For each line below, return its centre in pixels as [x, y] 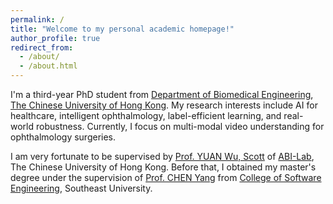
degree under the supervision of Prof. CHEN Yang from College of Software [166, 177]
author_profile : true [55, 38]
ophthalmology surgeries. [63, 137]
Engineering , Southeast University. [81, 188]
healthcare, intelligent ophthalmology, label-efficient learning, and [146, 115]
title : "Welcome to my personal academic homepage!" [122, 29]
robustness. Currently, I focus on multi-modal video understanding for [180, 126]
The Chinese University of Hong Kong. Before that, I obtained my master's [163, 167]
